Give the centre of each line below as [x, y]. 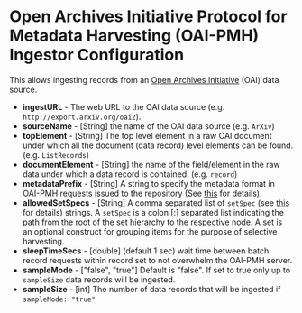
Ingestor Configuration [97, 55]
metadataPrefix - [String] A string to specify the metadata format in [148, 183]
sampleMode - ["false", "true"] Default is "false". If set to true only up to [156, 270]
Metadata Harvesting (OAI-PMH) [134, 36]
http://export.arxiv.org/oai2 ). [82, 116]
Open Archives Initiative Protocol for [148, 17]
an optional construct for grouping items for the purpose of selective [150, 231]
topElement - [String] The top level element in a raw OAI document [147, 135]
